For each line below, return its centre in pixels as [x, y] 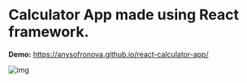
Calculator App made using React [124, 15]
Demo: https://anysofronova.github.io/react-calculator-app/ [108, 54]
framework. [49, 32]
